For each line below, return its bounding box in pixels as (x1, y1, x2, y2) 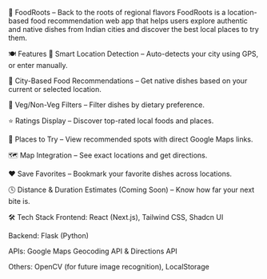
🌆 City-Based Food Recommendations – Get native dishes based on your (8, 76, 248, 86)
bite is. (8, 197, 30, 205)
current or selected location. (8, 85, 102, 94)
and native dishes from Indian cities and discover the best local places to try (8, 25, 260, 34)
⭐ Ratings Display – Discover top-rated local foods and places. (8, 116, 214, 126)
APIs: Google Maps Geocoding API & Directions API (8, 246, 177, 256)
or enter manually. (8, 61, 68, 70)
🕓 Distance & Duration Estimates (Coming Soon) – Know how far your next (8, 185, 255, 194)
